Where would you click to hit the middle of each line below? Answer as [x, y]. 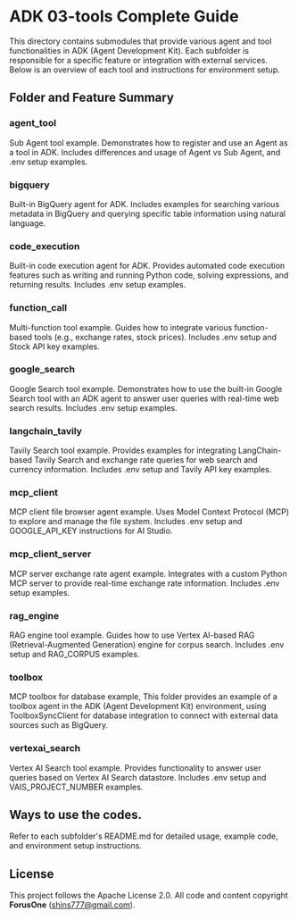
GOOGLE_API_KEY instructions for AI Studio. [91, 531]
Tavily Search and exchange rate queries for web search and [146, 460]
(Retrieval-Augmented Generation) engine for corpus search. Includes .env [147, 644]
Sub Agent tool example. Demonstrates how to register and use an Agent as [149, 142]
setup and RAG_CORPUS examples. [74, 654]
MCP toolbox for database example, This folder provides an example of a [144, 697]
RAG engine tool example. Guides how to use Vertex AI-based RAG [132, 635]
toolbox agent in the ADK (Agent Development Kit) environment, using [138, 706]
